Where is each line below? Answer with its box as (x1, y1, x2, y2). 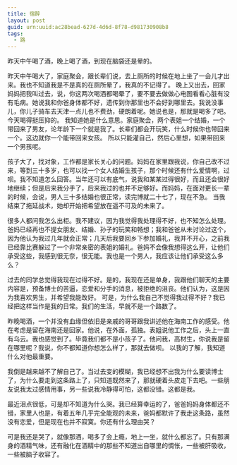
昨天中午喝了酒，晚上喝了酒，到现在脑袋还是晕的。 (7, 57, 156, 66)
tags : (7, 30, 23, 37)
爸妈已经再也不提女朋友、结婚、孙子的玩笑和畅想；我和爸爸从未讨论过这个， (7, 225, 230, 234)
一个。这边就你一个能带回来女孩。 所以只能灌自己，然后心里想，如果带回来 (7, 133, 226, 142)
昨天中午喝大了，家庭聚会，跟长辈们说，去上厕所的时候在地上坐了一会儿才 (7, 72, 224, 80)
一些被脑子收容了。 (7, 450, 63, 459)
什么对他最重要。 (7, 352, 57, 361)
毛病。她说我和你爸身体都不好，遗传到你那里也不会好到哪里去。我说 (13, 98, 212, 107)
